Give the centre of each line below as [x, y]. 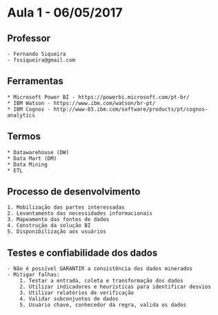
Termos [24, 136]
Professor [29, 38]
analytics [21, 115]
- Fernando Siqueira [37, 54]
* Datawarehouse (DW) [38, 152]
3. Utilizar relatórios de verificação [77, 293]
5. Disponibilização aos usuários [57, 232]
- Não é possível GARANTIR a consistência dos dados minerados [100, 269]
